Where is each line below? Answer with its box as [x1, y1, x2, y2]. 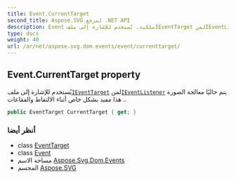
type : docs [7, 29, 39, 37]
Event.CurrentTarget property [7, 69, 141, 81]
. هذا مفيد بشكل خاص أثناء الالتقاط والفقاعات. [7, 95, 127, 103]
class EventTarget [17, 141, 70, 150]
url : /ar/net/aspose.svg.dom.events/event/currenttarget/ [7, 43, 181, 50]
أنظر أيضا [7, 125, 36, 135]
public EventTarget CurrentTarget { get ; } [7, 108, 137, 116]
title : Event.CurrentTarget [7, 10, 90, 18]
